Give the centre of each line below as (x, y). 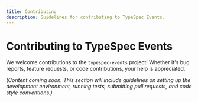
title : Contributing (32, 11)
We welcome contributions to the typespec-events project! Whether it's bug (98, 62)
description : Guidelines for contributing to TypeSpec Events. (86, 17)
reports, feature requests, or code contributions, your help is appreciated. (96, 69)
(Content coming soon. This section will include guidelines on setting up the (98, 80)
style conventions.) (30, 93)
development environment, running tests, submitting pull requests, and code (99, 87)
